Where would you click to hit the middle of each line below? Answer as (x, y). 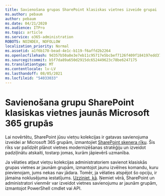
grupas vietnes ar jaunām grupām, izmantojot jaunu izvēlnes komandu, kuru (82, 167)
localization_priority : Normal (37, 46)
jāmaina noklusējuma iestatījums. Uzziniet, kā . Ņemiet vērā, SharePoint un (80, 178)
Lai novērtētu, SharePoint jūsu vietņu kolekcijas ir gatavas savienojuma (77, 137)
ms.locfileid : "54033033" (31, 78)
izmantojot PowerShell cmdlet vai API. (43, 188)
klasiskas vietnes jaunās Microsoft (77, 113)
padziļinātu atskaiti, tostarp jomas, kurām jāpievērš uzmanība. (68, 152)
